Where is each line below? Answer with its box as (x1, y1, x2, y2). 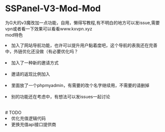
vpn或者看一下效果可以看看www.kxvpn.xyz (5, 25, 92, 32)
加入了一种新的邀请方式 (11, 60, 59, 66)
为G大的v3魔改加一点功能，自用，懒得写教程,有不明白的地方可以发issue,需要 (5, 20, 160, 25)
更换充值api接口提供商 (11, 121, 56, 127)
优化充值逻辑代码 (11, 115, 46, 121)
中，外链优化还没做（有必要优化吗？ (5, 48, 79, 54)
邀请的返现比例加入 (11, 71, 50, 77)
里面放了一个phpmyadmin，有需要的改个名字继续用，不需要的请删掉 (11, 82, 150, 88)
